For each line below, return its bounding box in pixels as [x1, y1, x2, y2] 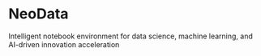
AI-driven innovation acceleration [8, 39, 120, 49]
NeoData [8, 5, 69, 23]
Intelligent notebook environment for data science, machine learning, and [8, 31, 254, 41]
